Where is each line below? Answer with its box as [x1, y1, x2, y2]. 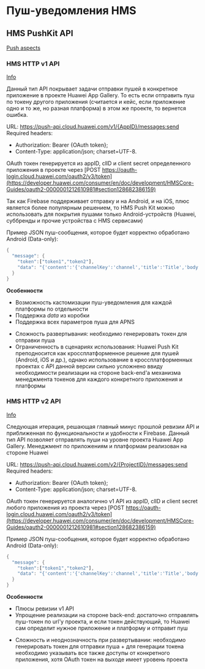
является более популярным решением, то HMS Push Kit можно [6, 204, 175, 212]
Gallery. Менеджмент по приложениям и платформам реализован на [6, 442, 187, 449]
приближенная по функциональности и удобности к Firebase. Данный [6, 429, 190, 437]
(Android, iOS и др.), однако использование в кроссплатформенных [15, 356, 193, 363]
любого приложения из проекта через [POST [6, 504, 125, 511]
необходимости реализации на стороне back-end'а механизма [15, 369, 181, 376]
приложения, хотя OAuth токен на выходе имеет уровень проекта [15, 656, 188, 663]
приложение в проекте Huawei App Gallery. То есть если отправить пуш [6, 92, 195, 99]
